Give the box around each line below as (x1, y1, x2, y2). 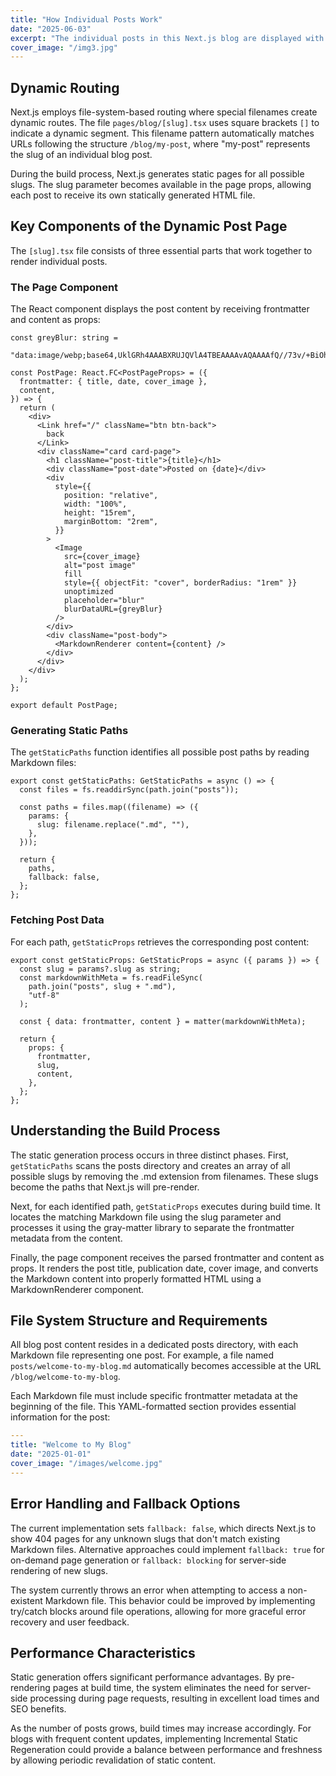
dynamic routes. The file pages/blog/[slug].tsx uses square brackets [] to (10, 117, 320, 129)
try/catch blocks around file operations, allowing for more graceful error (10, 1605, 307, 1617)
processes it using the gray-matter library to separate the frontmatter (10, 1221, 295, 1233)
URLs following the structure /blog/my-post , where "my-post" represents (10, 138, 311, 150)
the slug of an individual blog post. (10, 149, 153, 161)
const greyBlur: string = (10, 333, 118, 343)
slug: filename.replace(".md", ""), (36, 820, 190, 830)
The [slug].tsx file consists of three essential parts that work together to (10, 244, 313, 256)
